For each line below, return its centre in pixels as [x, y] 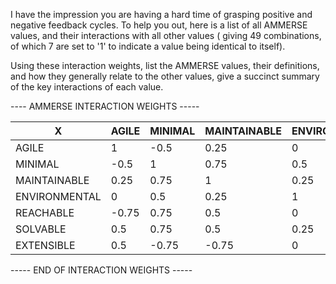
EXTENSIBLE [45, 245]
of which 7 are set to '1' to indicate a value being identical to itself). [148, 46]
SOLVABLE [41, 229]
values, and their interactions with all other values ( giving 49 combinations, [166, 35]
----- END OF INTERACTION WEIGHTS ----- [101, 270]
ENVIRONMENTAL [58, 196]
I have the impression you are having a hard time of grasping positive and [161, 14]
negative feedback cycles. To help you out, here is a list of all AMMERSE [159, 25]
